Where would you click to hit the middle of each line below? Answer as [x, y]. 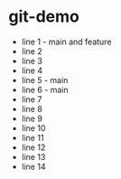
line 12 [33, 147]
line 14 [33, 166]
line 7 [32, 99]
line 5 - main [45, 80]
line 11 [33, 137]
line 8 [32, 108]
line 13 [33, 156]
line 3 [32, 61]
